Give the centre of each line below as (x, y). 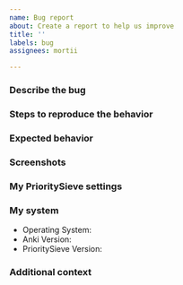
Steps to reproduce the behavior (81, 114)
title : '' (28, 34)
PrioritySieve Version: (62, 249)
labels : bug (31, 43)
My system (34, 210)
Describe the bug (48, 91)
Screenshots (38, 162)
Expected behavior (52, 138)
